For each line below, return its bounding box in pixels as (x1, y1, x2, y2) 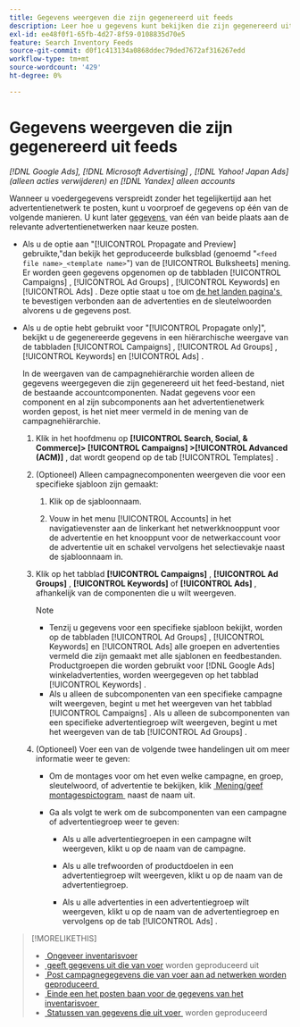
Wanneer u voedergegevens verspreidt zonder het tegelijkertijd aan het (9, 193, 272, 204)
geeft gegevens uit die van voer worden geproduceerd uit (46, 959, 260, 970)
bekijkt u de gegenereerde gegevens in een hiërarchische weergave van (21, 331, 288, 342)
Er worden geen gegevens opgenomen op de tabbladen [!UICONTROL (21, 267, 281, 278)
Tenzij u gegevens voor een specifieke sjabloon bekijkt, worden (48, 622, 283, 632)
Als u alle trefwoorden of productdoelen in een (62, 860, 234, 871)
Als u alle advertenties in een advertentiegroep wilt (62, 897, 250, 907)
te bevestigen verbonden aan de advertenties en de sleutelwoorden (21, 296, 272, 306)
